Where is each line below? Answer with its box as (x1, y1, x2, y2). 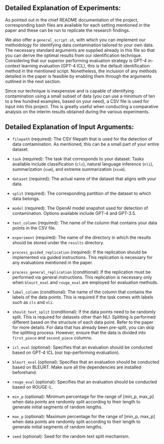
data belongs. (12, 195, 40, 201)
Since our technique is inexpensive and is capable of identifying (5, 88, 134, 93)
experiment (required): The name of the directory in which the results (12, 234, 151, 240)
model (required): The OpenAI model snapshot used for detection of (12, 205, 148, 211)
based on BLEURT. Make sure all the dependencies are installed (12, 364, 141, 370)
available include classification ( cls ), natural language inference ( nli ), (12, 161, 154, 167)
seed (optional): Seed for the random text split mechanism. (12, 433, 130, 439)
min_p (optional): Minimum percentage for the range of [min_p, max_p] (12, 394, 154, 399)
